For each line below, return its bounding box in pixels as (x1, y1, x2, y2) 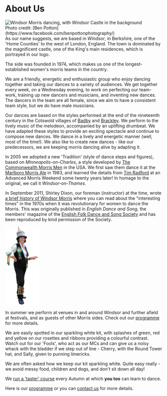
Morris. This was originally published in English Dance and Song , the (5, 206, 147, 212)
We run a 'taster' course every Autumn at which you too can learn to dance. (5, 376, 162, 382)
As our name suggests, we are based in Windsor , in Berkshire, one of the (5, 35, 156, 41)
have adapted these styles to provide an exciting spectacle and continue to (5, 128, 160, 134)
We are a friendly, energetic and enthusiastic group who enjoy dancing (5, 76, 151, 82)
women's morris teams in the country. (29, 66, 108, 72)
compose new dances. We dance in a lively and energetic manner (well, (5, 133, 153, 139)
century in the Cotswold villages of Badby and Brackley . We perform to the (5, 117, 159, 123)
